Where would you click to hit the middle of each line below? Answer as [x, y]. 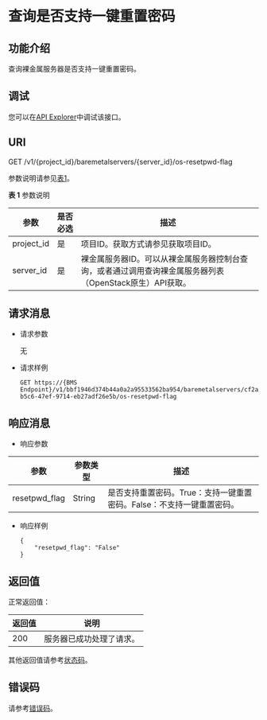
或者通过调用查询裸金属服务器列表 [161, 270]
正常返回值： [29, 602]
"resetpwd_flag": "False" [77, 548]
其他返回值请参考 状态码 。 [50, 660]
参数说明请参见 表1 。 [41, 178]
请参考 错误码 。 [33, 708]
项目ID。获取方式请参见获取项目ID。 [149, 243]
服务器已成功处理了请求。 [92, 639]
